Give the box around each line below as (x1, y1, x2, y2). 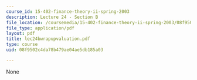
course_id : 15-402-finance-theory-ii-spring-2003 (6, 8, 130, 15)
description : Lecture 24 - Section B (6, 14, 98, 20)
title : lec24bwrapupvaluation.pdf (6, 36, 91, 42)
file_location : (6, 19, 43, 25)
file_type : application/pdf (6, 25, 75, 31)
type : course (6, 42, 38, 48)
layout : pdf (6, 31, 35, 36)
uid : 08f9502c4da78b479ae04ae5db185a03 (6, 47, 104, 53)
